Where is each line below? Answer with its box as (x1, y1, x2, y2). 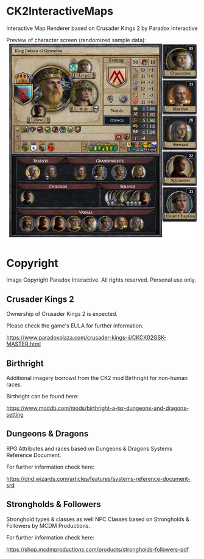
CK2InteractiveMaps (6, 4, 114, 18)
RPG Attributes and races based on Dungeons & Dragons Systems (6, 445, 172, 452)
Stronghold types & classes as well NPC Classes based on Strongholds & (6, 515, 190, 523)
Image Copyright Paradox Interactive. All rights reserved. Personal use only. (6, 276, 197, 283)
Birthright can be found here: (6, 392, 79, 400)
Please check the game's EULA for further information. (6, 322, 144, 329)
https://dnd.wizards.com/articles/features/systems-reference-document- (6, 475, 191, 482)
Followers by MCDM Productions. (6, 522, 90, 529)
